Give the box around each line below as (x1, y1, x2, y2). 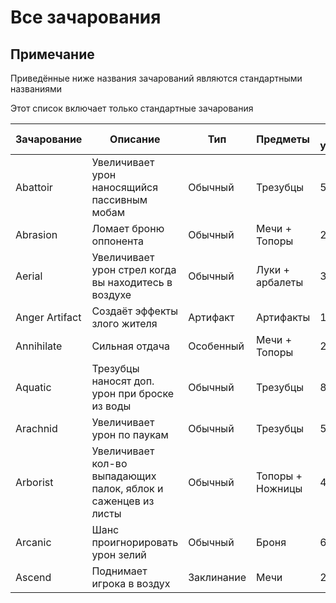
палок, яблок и (91, 482, 164, 495)
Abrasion (15, 228, 58, 241)
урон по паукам (91, 428, 169, 441)
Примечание (10, 46, 95, 63)
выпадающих (91, 469, 157, 483)
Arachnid (15, 422, 58, 435)
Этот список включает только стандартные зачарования (10, 102, 254, 114)
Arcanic (15, 536, 52, 549)
